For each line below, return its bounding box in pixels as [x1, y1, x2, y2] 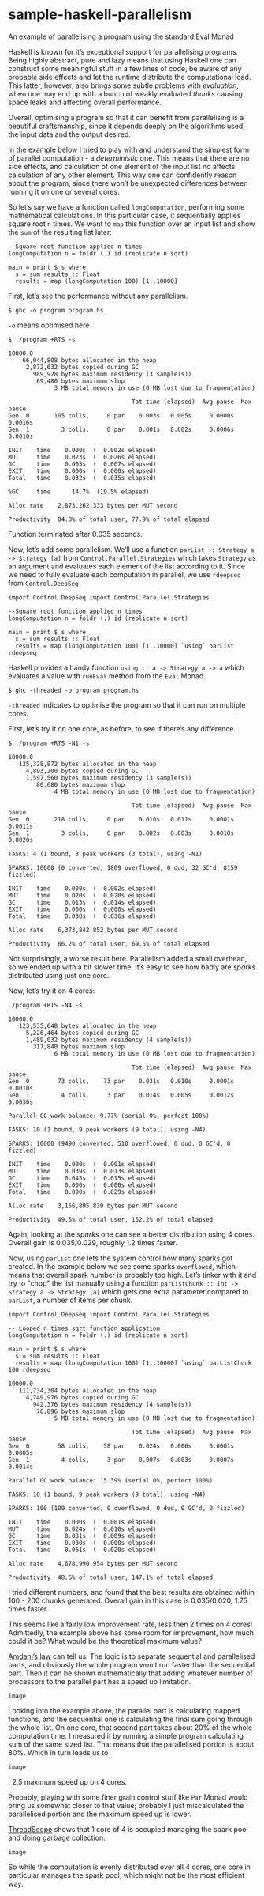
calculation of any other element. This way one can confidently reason [8, 170, 237, 179]
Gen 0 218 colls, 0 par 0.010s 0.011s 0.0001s [8, 815, 235, 823]
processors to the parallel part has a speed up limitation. [8, 1676, 191, 1686]
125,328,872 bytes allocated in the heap [18, 760, 157, 768]
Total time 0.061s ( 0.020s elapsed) [8, 1546, 157, 1554]
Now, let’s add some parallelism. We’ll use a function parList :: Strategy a [8, 544, 255, 554]
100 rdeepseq [8, 1365, 51, 1373]
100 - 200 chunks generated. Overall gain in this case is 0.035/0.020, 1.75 [8, 1596, 248, 1605]
